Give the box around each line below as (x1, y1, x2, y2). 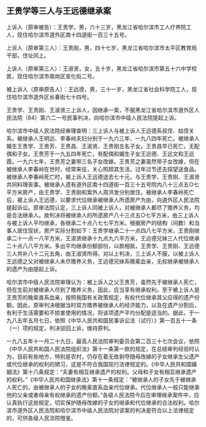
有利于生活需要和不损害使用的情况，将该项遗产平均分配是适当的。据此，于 (6, 309, 194, 316)
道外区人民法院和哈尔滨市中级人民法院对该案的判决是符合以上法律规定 (17, 406, 194, 413)
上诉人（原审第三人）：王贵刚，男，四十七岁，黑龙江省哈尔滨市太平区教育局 (6, 44, 197, 51)
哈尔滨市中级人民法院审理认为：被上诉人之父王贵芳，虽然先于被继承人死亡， (6, 278, 200, 286)
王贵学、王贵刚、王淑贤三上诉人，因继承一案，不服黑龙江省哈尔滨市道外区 (6, 106, 194, 114)
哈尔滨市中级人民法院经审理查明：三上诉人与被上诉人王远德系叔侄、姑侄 (6, 127, 189, 134)
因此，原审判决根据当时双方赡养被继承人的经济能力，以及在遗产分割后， (17, 301, 200, 308)
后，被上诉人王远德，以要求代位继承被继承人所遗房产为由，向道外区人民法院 (6, 196, 200, 203)
